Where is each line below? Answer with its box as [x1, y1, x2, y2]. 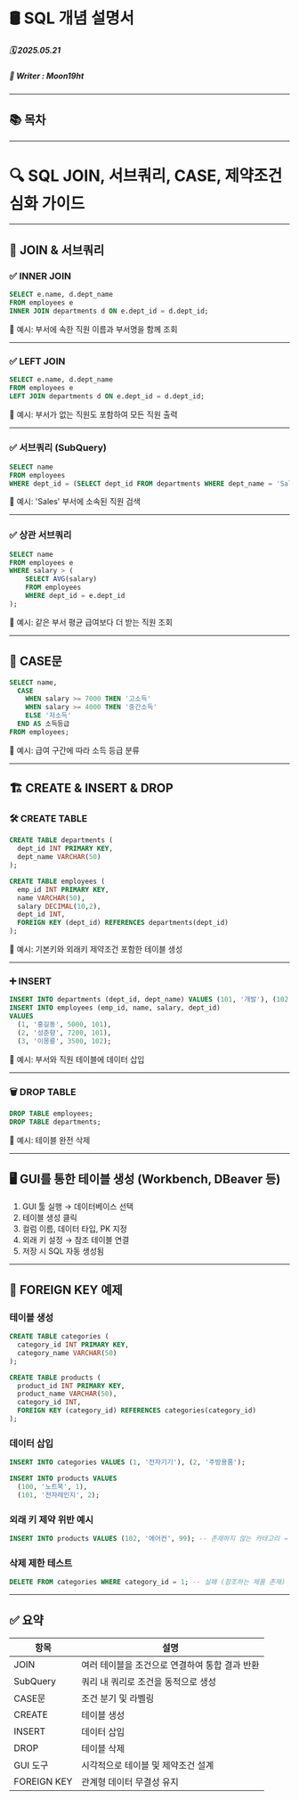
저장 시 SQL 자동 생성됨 [21, 1245, 105, 1256]
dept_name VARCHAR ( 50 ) [17, 853, 101, 862]
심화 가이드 [9, 193, 85, 214]
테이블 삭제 [81, 1742, 125, 1755]
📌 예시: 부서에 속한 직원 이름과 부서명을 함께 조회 [9, 323, 178, 334]
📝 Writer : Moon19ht [9, 70, 85, 81]
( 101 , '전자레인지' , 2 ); [17, 1490, 101, 1500]
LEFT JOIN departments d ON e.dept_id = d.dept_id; [9, 391, 205, 401]
